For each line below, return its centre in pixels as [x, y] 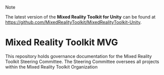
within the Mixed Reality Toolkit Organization [51, 66]
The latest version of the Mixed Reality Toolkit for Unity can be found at [80, 17]
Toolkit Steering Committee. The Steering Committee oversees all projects [82, 61]
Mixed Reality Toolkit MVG [62, 42]
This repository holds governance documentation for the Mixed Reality [79, 56]
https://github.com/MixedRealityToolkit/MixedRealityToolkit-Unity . [74, 22]
